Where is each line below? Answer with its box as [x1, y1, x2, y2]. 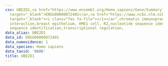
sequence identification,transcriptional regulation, [9, 26, 124, 31]
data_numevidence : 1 [5, 40, 48, 45]
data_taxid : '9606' [5, 49, 46, 54]
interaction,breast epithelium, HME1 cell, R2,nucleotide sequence [9, 21, 153, 26]
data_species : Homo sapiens [5, 44, 64, 49]
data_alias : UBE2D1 [5, 30, 46, 35]
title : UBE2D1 [5, 53, 35, 59]
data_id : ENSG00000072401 [5, 35, 59, 40]
